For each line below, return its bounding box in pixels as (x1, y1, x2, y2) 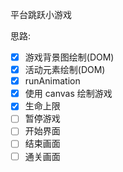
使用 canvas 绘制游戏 (24, 88, 113, 100)
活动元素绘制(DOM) (24, 64, 106, 76)
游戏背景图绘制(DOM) (24, 51, 115, 63)
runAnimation (24, 75, 81, 87)
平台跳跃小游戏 (10, 9, 72, 20)
